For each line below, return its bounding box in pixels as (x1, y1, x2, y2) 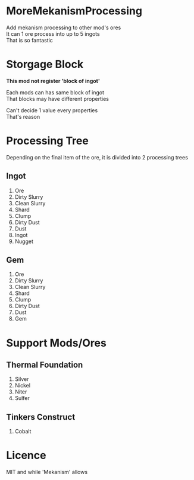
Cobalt (14, 428, 32, 435)
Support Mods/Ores (6, 336, 107, 350)
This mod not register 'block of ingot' (6, 77, 100, 84)
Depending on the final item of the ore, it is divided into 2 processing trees (6, 153, 189, 161)
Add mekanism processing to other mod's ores (6, 24, 121, 31)
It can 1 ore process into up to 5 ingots (6, 30, 100, 37)
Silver (14, 376, 29, 383)
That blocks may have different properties (6, 95, 109, 102)
